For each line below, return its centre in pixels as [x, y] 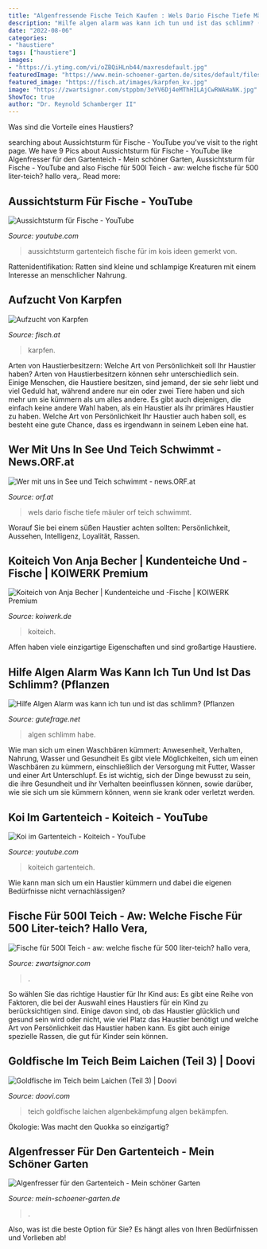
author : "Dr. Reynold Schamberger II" [72, 104]
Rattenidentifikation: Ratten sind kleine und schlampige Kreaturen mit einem [132, 267]
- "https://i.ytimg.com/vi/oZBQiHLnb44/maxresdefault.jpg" [108, 68]
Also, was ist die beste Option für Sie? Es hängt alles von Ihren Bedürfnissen [133, 1229]
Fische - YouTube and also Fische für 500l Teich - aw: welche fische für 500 [133, 168]
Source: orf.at [31, 496]
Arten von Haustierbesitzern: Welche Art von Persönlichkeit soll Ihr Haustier [132, 365]
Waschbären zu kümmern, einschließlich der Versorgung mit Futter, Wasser [132, 767]
